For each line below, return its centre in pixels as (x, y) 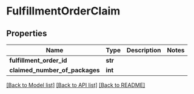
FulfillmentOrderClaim (63, 11)
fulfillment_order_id (38, 60)
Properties (27, 33)
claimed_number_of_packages (55, 70)
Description (144, 50)
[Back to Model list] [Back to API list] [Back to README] (76, 85)
